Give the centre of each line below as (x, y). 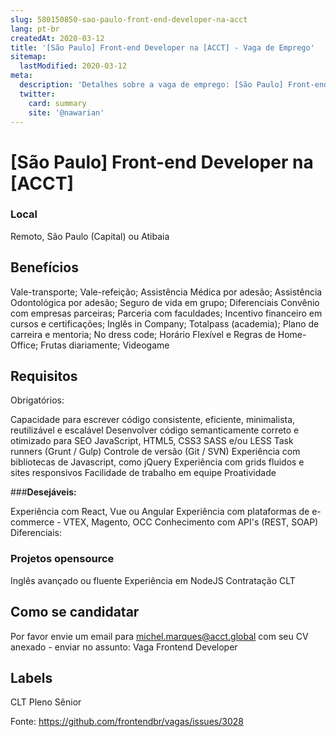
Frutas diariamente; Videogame (105, 345)
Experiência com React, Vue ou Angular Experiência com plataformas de (160, 512)
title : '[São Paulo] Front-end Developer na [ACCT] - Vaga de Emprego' (162, 47)
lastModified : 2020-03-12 (73, 66)
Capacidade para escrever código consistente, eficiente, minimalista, (153, 420)
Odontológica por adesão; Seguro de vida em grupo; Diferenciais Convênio (165, 302)
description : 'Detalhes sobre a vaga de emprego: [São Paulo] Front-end (174, 85)
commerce (32, 522)
